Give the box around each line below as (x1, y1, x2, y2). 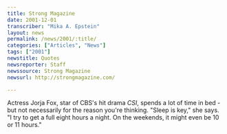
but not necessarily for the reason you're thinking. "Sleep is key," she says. (7, 106, 219, 114)
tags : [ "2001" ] (7, 49, 51, 56)
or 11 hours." (7, 121, 42, 129)
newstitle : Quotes (7, 55, 60, 62)
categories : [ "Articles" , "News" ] (7, 42, 107, 49)
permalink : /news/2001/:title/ (7, 36, 97, 43)
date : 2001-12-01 (7, 16, 57, 23)
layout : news (7, 29, 45, 36)
